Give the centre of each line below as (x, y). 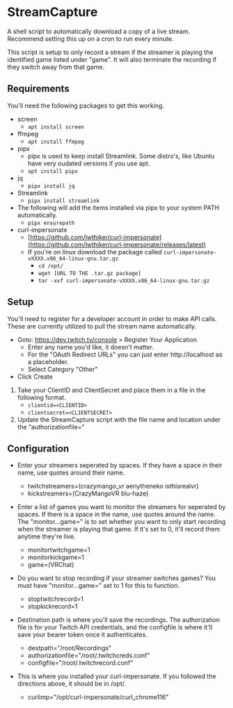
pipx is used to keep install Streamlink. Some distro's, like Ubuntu (121, 156)
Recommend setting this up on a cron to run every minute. (90, 38)
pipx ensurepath (51, 223)
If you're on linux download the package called (95, 252)
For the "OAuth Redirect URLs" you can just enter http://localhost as (125, 354)
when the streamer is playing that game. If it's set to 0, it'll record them (119, 529)
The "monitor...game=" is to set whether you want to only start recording (121, 522)
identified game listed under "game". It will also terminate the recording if (112, 59)
